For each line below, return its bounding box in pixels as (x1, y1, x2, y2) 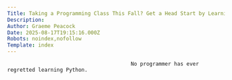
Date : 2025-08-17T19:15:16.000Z (7, 29, 100, 36)
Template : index (7, 42, 54, 49)
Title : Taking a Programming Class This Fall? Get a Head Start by (7, 10, 206, 17)
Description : (7, 16, 45, 23)
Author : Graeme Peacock (7, 23, 76, 29)
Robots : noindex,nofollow (7, 36, 81, 42)
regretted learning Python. (7, 66, 88, 73)
